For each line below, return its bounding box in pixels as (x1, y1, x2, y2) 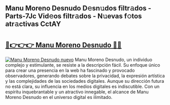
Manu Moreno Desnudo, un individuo (75, 57, 152, 63)
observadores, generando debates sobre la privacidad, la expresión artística (5, 73, 165, 79)
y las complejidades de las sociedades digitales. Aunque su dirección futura (5, 78, 164, 84)
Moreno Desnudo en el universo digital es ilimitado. (5, 94, 113, 100)
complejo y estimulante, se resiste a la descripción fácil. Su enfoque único (5, 62, 161, 68)
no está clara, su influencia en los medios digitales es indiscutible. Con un (5, 83, 160, 89)
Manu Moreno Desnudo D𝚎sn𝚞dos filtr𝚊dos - (5, 4, 151, 13)
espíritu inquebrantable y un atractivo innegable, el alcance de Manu (5, 89, 149, 95)
